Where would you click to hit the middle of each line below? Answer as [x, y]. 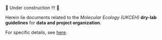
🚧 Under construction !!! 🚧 [32, 8]
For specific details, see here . [36, 32]
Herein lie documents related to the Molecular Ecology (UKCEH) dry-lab [81, 17]
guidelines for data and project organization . [53, 23]
